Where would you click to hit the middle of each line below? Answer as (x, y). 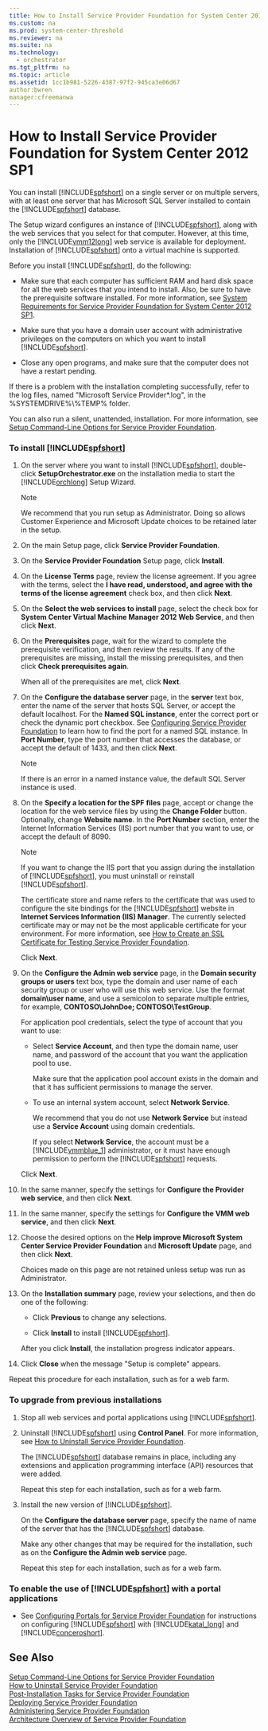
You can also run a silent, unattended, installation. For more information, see (134, 419)
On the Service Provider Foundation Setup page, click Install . (122, 561)
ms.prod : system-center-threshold (66, 30)
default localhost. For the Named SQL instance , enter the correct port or (140, 715)
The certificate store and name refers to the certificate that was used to (138, 900)
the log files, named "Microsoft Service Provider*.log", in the (107, 395)
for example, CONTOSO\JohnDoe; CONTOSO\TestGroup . (116, 1007)
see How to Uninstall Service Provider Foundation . (103, 1441)
